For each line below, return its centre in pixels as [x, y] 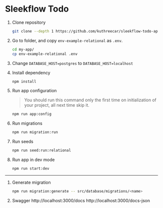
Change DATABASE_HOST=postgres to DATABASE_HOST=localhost [73, 63]
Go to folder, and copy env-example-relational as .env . [67, 40]
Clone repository [29, 22]
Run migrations [27, 123]
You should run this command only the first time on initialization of [90, 100]
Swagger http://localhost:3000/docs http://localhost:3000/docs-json [81, 200]
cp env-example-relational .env [45, 54]
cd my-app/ [23, 49]
